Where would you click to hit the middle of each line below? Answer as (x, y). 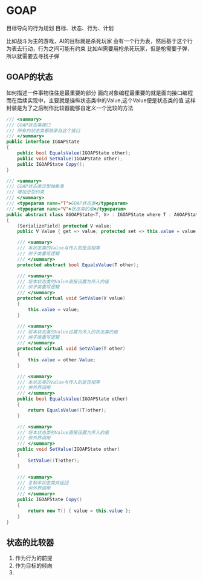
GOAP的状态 (30, 77)
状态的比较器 (30, 542)
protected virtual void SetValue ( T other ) (71, 349)
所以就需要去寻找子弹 (33, 56)
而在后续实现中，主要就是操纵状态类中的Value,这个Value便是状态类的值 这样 (101, 100)
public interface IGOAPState (43, 142)
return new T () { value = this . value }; (79, 511)
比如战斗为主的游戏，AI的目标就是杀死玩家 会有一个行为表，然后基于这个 (97, 41)
